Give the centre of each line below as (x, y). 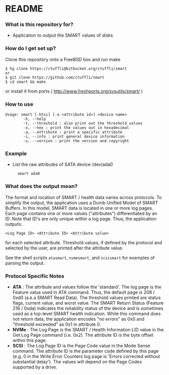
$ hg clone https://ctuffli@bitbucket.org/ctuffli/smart (66, 68)
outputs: (14, 224)
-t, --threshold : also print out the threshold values (83, 124)
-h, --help (35, 119)
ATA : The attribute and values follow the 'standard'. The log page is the (87, 287)
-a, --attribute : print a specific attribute (73, 132)
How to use (19, 104)
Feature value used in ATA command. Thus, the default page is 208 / (83, 292)
